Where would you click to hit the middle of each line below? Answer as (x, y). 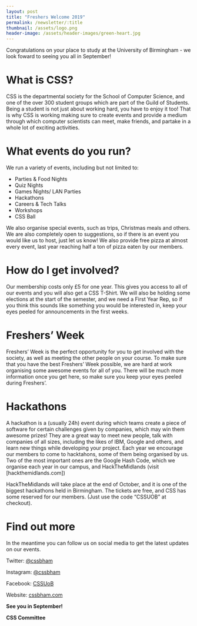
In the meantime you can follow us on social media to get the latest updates (98, 543)
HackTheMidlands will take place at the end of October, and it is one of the (96, 484)
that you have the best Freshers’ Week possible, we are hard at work (89, 364)
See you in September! (34, 606)
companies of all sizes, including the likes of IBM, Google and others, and (95, 441)
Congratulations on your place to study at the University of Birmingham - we (98, 50)
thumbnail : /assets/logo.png (42, 28)
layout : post (22, 11)
